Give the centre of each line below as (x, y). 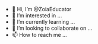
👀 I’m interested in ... (37, 15)
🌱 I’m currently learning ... (43, 22)
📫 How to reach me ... (39, 35)
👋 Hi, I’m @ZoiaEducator (42, 9)
